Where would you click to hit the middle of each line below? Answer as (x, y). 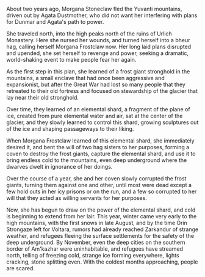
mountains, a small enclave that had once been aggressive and (85, 78)
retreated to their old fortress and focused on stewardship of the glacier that (102, 91)
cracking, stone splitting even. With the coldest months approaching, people (102, 262)
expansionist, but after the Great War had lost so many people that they (96, 84)
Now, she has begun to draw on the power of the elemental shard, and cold (101, 210)
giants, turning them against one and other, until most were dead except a (99, 185)
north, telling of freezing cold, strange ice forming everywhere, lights (93, 255)
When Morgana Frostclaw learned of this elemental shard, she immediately (100, 141)
